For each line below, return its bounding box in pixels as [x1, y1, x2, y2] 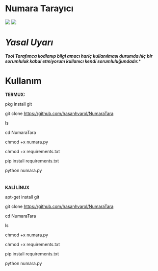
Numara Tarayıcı [5, 3, 74, 14]
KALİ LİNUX [5, 184, 29, 190]
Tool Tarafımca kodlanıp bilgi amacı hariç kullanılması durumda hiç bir [5, 53, 153, 59]
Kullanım [5, 75, 42, 87]
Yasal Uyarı [5, 37, 53, 48]
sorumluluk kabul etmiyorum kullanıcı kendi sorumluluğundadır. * [5, 58, 141, 64]
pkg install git [5, 101, 32, 107]
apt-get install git [5, 194, 40, 200]
